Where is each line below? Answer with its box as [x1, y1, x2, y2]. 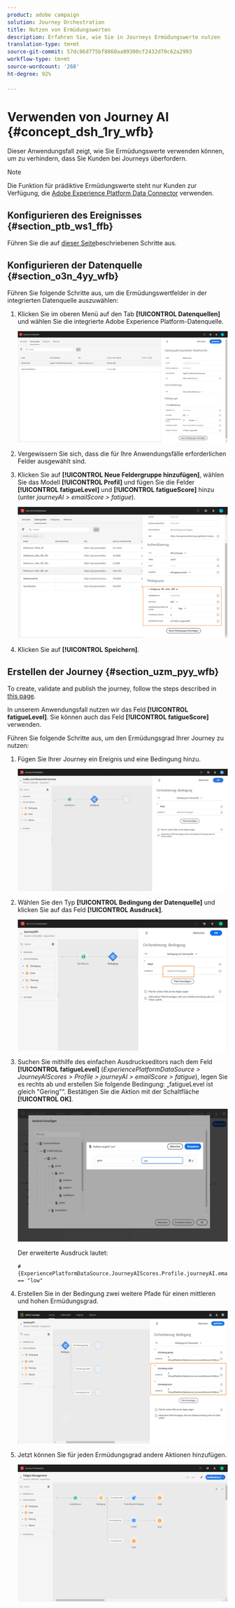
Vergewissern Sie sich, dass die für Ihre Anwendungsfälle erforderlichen [17, 449, 227, 458]
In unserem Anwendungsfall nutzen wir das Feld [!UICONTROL [7, 705, 189, 714]
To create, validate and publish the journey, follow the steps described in [7, 684, 217, 693]
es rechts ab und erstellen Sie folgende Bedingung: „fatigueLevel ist [17, 1079, 213, 1088]
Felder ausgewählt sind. [17, 456, 87, 465]
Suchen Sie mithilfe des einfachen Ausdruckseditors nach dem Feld [17, 1057, 213, 1065]
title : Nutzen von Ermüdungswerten [7, 26, 111, 33]
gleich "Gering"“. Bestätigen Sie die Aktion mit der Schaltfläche [17, 1087, 199, 1096]
